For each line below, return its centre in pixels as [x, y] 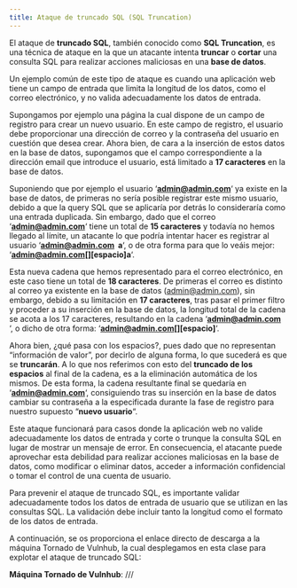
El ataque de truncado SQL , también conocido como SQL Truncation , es [142, 43]
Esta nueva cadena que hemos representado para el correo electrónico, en [146, 271]
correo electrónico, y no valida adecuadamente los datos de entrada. [135, 98]
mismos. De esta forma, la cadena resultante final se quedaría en [128, 383]
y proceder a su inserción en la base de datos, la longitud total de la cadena [148, 309]
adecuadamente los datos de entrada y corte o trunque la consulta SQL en [145, 438]
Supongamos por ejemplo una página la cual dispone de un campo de [137, 114]
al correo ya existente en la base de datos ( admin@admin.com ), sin [132, 290]
